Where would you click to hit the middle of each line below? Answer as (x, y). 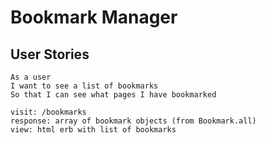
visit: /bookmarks (48, 112)
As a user (31, 77)
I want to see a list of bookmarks (84, 86)
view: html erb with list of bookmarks (93, 130)
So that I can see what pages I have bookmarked (113, 95)
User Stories (50, 54)
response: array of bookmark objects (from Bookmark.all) (133, 121)
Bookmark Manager (94, 17)
